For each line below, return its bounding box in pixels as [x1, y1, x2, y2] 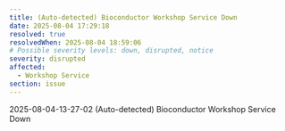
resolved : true [9, 29, 66, 38]
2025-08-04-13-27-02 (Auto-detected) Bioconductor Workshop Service [9, 103, 277, 114]
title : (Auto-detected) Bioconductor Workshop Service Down [9, 12, 239, 22]
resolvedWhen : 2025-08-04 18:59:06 [9, 37, 142, 47]
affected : [9, 63, 46, 72]
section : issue [9, 79, 66, 88]
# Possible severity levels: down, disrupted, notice [9, 46, 214, 55]
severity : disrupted [9, 54, 87, 63]
